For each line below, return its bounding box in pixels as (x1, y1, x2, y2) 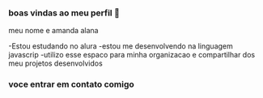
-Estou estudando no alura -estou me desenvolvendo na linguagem (8, 41, 233, 51)
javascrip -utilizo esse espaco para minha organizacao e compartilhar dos (8, 50, 256, 60)
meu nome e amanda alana (8, 26, 99, 36)
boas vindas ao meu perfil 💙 (8, 7, 120, 19)
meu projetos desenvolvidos (8, 58, 103, 68)
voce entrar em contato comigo (8, 79, 135, 90)
